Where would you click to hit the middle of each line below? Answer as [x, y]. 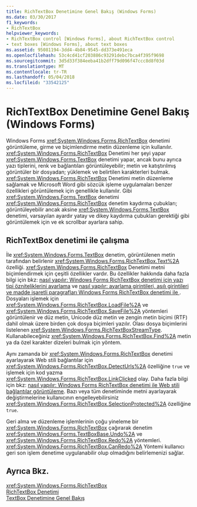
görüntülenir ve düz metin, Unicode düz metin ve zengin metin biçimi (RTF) [97, 317]
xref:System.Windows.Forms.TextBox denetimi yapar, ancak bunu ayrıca [94, 159]
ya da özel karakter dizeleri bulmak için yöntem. [64, 342]
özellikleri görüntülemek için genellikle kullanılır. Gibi [69, 190]
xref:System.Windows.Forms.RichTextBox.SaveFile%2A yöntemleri [87, 311]
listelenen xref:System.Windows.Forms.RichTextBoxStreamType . [84, 330]
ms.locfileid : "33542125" [38, 83]
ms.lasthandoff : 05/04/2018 [41, 77]
